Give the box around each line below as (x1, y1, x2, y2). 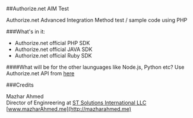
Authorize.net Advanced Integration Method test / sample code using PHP (6, 17, 188, 23)
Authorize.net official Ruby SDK (14, 52, 92, 59)
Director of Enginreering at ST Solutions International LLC (6, 99, 147, 106)
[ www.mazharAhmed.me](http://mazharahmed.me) (6, 106, 132, 112)
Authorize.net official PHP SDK (14, 40, 90, 46)
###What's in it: (6, 28, 46, 35)
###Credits (6, 81, 34, 88)
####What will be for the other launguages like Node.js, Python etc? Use (6, 63, 185, 71)
